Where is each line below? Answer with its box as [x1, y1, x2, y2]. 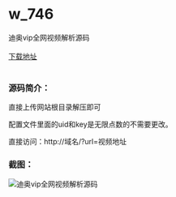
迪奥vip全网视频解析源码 [8, 32, 90, 42]
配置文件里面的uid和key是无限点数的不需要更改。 [8, 119, 173, 130]
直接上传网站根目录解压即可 [8, 102, 101, 112]
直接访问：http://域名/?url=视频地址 [8, 137, 127, 147]
